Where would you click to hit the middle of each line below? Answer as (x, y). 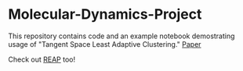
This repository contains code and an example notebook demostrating (121, 36)
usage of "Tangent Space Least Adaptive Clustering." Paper (105, 44)
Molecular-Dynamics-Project (105, 14)
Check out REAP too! (42, 59)
